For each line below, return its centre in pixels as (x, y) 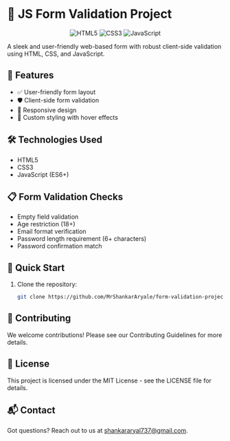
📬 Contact (31, 410)
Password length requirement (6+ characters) (82, 239)
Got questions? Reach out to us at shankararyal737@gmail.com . (98, 430)
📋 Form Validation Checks (65, 196)
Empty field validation (48, 217)
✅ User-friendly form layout (56, 92)
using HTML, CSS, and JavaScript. (56, 54)
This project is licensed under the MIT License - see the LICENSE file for (109, 380)
